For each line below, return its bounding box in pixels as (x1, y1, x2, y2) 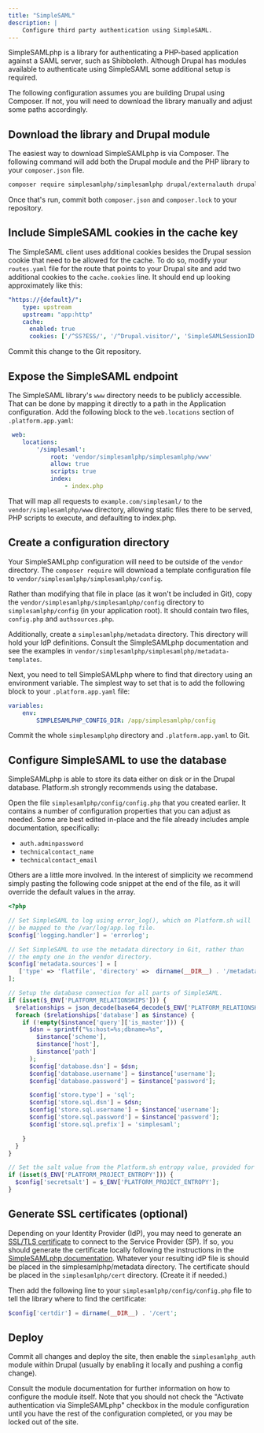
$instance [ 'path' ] (36, 1048, 97, 1056)
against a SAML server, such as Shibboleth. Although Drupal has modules (8, 56, 247, 65)
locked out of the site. (8, 1417, 79, 1427)
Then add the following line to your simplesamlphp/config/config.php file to (8, 1286, 252, 1295)
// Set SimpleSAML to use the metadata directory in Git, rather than (8, 945, 244, 954)
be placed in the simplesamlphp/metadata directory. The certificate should (8, 1262, 250, 1271)
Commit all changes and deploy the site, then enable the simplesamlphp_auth (8, 1352, 256, 1361)
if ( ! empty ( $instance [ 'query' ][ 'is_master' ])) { (22, 1018, 185, 1026)
